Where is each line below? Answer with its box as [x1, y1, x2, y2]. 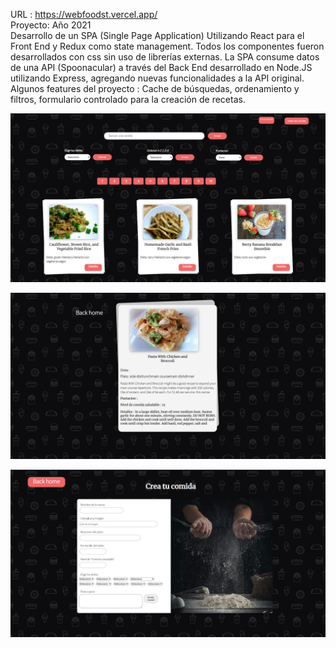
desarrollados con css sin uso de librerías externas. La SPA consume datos [10, 51, 320, 63]
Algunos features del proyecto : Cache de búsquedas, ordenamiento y [10, 83, 300, 94]
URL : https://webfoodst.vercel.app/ [10, 9, 158, 20]
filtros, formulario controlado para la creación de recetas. [10, 94, 246, 105]
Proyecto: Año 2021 [10, 19, 92, 31]
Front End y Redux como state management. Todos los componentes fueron [10, 40, 325, 52]
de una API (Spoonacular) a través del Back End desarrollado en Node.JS [10, 62, 313, 73]
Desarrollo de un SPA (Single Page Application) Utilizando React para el [10, 30, 305, 41]
